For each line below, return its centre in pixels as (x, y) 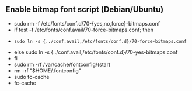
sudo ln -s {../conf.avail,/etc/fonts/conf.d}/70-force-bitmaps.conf (100, 41)
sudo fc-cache (32, 77)
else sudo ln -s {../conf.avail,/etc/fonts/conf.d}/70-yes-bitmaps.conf (96, 52)
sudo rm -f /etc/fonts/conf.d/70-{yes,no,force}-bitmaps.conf (87, 23)
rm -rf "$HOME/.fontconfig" (47, 70)
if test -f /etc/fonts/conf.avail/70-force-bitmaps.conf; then (84, 30)
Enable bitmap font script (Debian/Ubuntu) (85, 10)
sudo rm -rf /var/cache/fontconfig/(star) (62, 64)
